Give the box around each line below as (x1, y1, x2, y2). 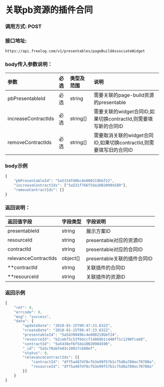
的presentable (93, 99, 126, 105)
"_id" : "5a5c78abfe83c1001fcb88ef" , (22, 346, 97, 351)
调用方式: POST (5, 23, 42, 30)
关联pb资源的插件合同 (5, 4, 93, 16)
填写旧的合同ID (98, 146, 133, 153)
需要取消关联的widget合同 (93, 132, 154, 139)
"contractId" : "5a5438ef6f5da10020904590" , (22, 341, 112, 346)
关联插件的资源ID (86, 273, 125, 280)
